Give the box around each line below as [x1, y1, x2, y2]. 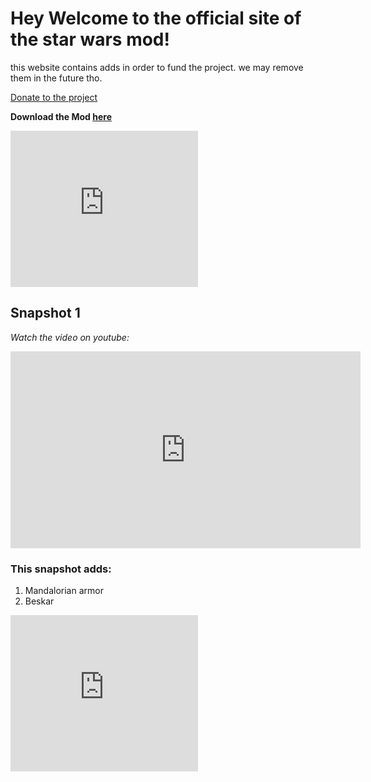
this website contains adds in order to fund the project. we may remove [10, 61, 304, 73]
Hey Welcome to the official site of [10, 7, 302, 30]
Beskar [24, 595, 55, 607]
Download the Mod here [10, 110, 112, 122]
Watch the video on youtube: [10, 331, 130, 343]
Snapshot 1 [10, 305, 81, 322]
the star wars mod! [10, 28, 170, 51]
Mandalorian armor [24, 585, 104, 597]
